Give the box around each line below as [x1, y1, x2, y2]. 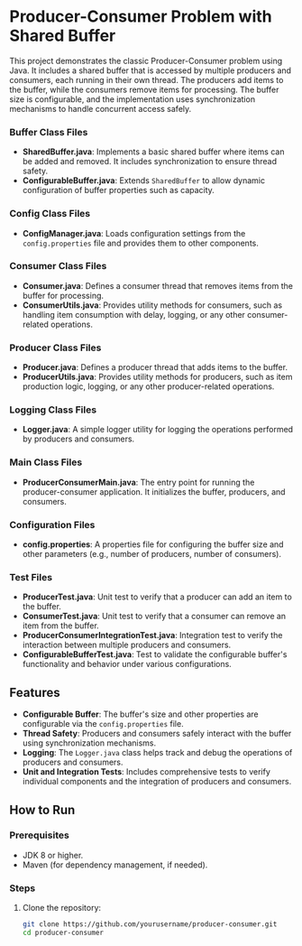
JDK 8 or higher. [22, 849, 84, 860]
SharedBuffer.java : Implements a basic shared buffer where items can [22, 146, 285, 157]
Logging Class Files [9, 403, 97, 416]
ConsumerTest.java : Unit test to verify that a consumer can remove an [22, 611, 287, 622]
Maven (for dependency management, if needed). [22, 859, 208, 870]
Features [9, 684, 60, 700]
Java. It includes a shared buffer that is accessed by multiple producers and [9, 65, 291, 76]
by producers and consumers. [22, 433, 135, 444]
